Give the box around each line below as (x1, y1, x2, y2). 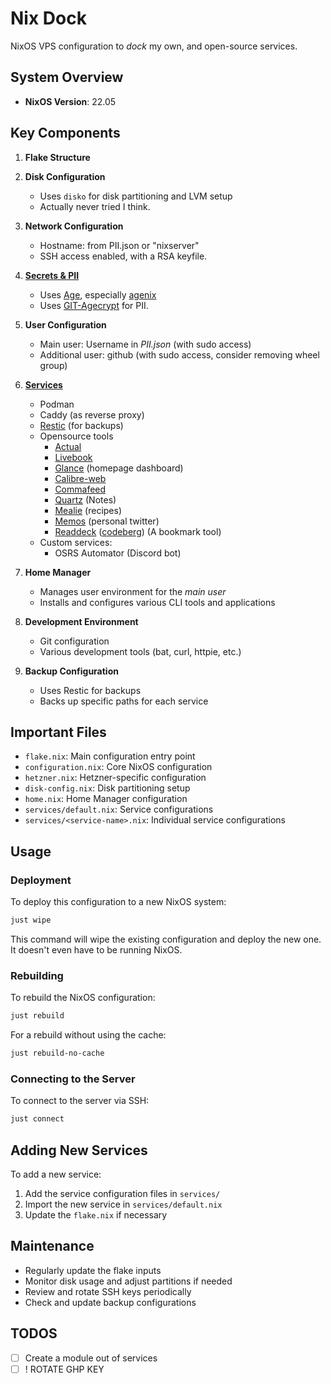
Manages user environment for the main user (39, 585, 227, 597)
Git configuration (39, 635, 110, 647)
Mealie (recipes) (54, 504, 123, 516)
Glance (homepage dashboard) (54, 462, 184, 474)
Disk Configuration (24, 170, 106, 182)
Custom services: (39, 536, 113, 548)
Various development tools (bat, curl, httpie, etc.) (39, 645, 242, 657)
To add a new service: (10, 1168, 102, 1180)
